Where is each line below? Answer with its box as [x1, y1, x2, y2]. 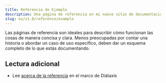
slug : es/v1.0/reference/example [5, 16, 74, 21]
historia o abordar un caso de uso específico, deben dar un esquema [5, 40, 146, 46]
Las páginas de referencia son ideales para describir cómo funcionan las [5, 30, 153, 36]
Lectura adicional [5, 59, 60, 68]
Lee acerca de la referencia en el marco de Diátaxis [12, 73, 117, 79]
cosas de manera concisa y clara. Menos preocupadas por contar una [5, 35, 148, 41]
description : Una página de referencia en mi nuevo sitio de [5, 12, 134, 17]
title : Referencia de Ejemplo [5, 7, 68, 12]
